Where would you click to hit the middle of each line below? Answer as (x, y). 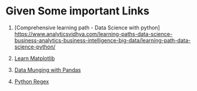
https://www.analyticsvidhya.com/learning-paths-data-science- (93, 34)
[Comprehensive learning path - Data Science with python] (87, 28)
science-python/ (35, 47)
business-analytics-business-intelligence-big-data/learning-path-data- (102, 40)
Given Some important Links (78, 11)
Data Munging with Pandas (48, 69)
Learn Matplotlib (34, 58)
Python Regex (31, 81)
